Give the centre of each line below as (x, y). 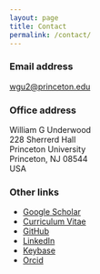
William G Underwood (50, 129)
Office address (43, 110)
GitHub (36, 231)
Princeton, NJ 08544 (49, 158)
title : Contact (38, 26)
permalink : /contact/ (50, 35)
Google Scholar (52, 212)
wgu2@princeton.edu (50, 86)
